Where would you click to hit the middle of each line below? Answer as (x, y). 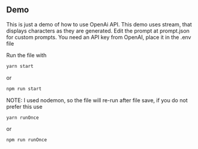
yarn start (20, 66)
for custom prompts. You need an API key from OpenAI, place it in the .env (99, 37)
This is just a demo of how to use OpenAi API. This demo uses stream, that (99, 24)
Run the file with (27, 55)
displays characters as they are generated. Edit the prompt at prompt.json (98, 31)
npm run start (24, 89)
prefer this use (24, 106)
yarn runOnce (23, 117)
